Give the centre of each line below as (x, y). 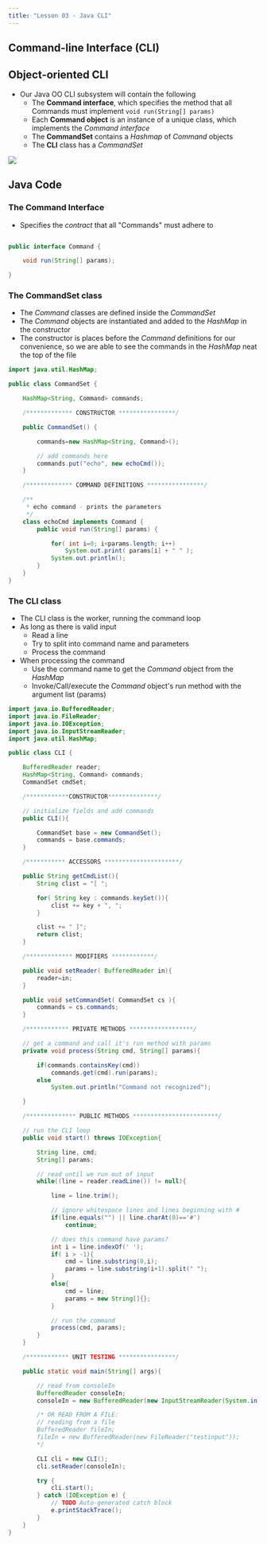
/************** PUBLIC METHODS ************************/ (122, 1116)
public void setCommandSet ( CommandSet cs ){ (99, 1000)
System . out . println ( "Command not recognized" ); (131, 1088)
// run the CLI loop (56, 1131)
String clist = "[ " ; (73, 883)
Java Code (35, 185)
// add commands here (73, 456)
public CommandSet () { (60, 427)
